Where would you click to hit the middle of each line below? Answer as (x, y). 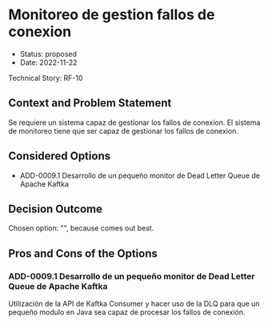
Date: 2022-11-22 (48, 62)
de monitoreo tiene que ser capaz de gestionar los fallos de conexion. (123, 130)
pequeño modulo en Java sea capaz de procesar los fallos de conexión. (127, 312)
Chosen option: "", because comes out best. (81, 228)
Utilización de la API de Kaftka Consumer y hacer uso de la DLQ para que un (134, 304)
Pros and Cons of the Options (83, 253)
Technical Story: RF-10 (46, 78)
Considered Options (59, 156)
